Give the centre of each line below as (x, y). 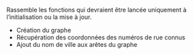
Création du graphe (44, 30)
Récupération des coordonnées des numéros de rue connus (101, 37)
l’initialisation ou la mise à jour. (49, 17)
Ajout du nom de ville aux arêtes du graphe (77, 44)
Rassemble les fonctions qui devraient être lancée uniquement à (96, 10)
